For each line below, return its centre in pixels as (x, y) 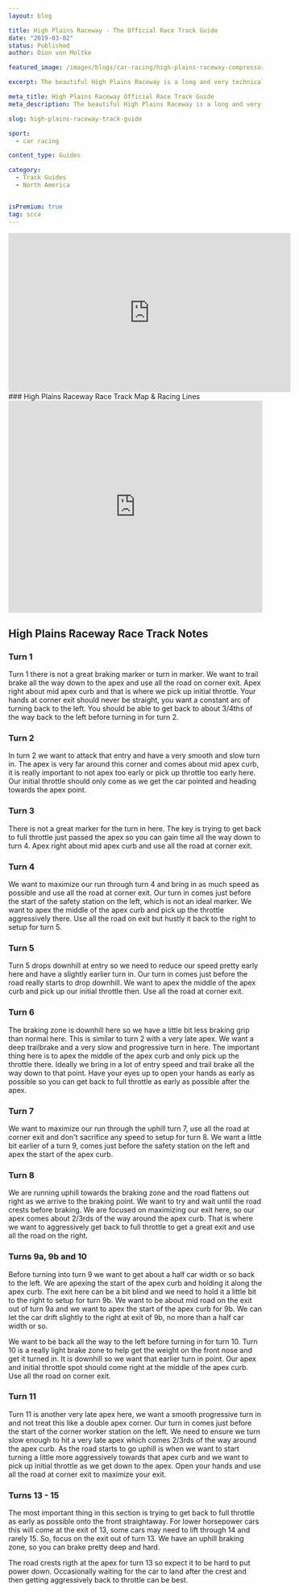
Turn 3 (21, 811)
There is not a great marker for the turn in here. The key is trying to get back (135, 828)
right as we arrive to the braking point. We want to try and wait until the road (135, 1201)
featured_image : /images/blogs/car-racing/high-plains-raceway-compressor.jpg (144, 68)
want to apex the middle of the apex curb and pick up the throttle (116, 910)
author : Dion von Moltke (50, 53)
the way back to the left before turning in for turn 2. (93, 717)
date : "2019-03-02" (41, 38)
